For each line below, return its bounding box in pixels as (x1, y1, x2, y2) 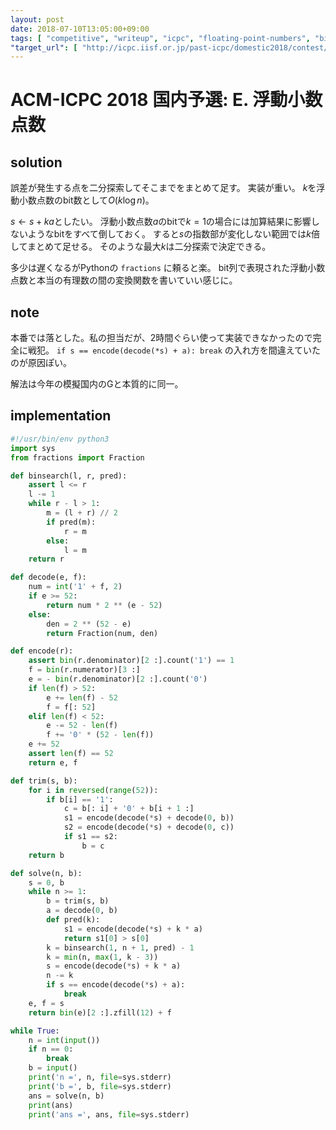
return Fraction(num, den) (46, 628, 159, 638)
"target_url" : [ (10, 42, 78, 53)
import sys (10, 443, 56, 453)
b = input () (28, 1063, 78, 1073)
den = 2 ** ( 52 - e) (46, 619, 132, 629)
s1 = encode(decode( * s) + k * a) (63, 924, 203, 934)
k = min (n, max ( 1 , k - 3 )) (46, 952, 159, 962)
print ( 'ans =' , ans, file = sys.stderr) (28, 1109, 190, 1120)
